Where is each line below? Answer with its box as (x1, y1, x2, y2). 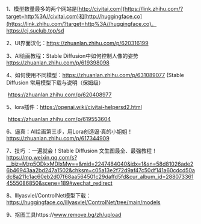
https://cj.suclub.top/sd (6, 27, 64, 34)
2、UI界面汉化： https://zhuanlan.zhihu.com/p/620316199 (6, 40, 149, 46)
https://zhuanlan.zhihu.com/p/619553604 (7, 116, 111, 122)
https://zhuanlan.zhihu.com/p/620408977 (7, 91, 112, 98)
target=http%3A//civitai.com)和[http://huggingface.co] (6, 13, 143, 20)
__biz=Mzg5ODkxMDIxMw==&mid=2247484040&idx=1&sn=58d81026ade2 (6, 160, 194, 167)
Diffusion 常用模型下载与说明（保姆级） (6, 79, 104, 86)
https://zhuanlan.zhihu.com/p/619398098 (6, 59, 110, 66)
